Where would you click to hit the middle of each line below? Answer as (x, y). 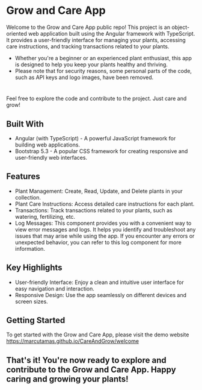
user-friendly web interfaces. (51, 157)
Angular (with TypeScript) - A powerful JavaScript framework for (95, 138)
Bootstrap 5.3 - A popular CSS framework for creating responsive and (101, 151)
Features (23, 176)
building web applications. (47, 145)
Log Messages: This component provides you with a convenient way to (103, 223)
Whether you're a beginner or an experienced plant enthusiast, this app (103, 58)
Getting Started (36, 320)
